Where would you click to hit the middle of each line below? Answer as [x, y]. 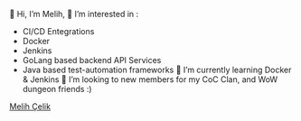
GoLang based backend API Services [92, 60]
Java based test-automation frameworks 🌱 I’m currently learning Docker [157, 70]
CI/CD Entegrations [58, 31]
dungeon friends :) [57, 89]
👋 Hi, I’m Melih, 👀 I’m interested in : [74, 14]
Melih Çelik [30, 107]
